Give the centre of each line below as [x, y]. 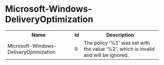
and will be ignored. [106, 55]
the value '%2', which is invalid [119, 49]
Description [120, 35]
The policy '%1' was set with [117, 43]
